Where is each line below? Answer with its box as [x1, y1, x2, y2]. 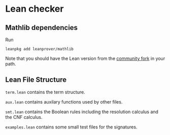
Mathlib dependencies [5, 23, 78, 32]
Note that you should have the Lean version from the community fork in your [5, 55, 165, 61]
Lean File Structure [5, 76, 67, 84]
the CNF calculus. [5, 114, 43, 120]
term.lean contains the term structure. [5, 89, 85, 95]
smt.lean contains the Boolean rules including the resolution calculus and [5, 109, 159, 115]
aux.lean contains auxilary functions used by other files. [5, 98, 123, 105]
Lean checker [5, 3, 64, 15]
